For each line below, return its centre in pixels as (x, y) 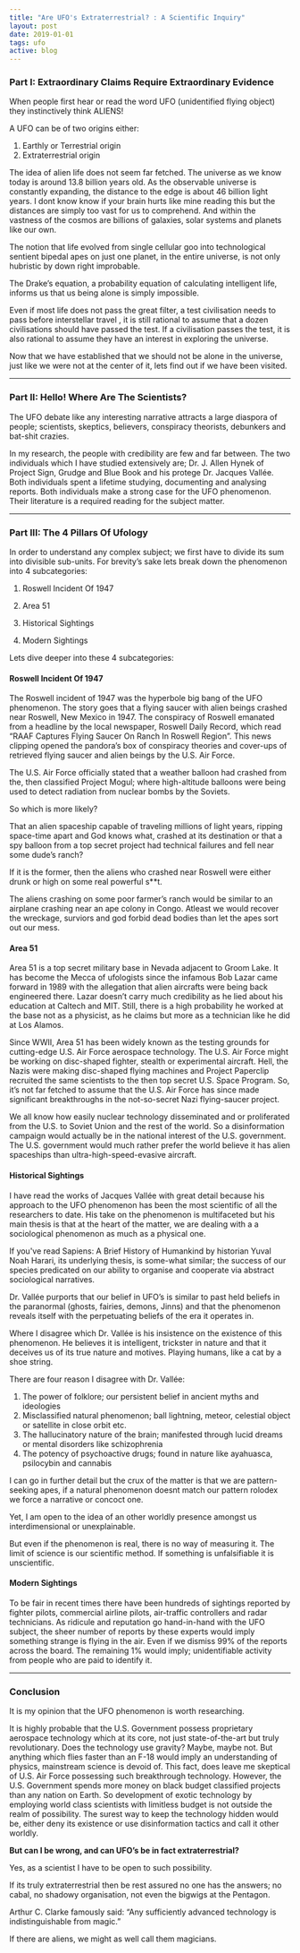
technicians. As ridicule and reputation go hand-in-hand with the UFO (137, 1622)
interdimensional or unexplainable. (72, 1526)
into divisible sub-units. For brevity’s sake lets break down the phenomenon (148, 561)
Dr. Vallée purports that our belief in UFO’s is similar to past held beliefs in (145, 1297)
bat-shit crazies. (39, 436)
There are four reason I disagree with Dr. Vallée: (97, 1379)
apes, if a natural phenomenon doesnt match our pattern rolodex (159, 1490)
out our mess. (35, 928)
